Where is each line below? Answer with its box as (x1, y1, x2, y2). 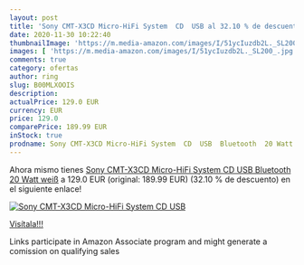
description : (9, 89, 59, 98)
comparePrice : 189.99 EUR (9, 123, 107, 132)
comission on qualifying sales (9, 245, 120, 256)
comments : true (9, 55, 67, 64)
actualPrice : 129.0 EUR (9, 97, 100, 107)
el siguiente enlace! (9, 183, 82, 194)
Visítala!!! (9, 218, 43, 229)
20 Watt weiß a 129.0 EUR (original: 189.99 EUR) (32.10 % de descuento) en (9, 174, 291, 185)
